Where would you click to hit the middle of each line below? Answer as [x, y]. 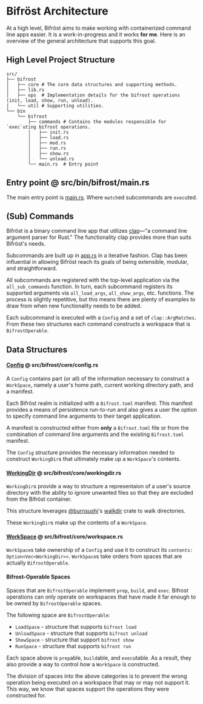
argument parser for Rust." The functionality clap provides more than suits [99, 237]
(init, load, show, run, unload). [50, 100]
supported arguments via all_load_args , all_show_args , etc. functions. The [100, 293]
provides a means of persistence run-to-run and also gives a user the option [101, 409]
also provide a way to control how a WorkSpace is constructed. [83, 664]
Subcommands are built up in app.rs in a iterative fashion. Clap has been [97, 255]
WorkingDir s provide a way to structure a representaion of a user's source [98, 486]
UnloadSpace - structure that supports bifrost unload [81, 633]
